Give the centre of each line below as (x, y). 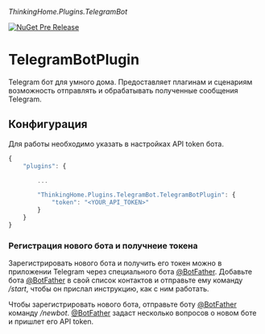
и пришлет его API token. (51, 322)
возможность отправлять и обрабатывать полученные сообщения (124, 90)
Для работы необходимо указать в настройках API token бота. (116, 143)
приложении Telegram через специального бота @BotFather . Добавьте (130, 272)
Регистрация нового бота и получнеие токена (103, 245)
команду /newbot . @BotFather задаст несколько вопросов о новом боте (132, 313)
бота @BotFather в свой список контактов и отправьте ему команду (126, 280)
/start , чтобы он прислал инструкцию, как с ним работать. (109, 289)
